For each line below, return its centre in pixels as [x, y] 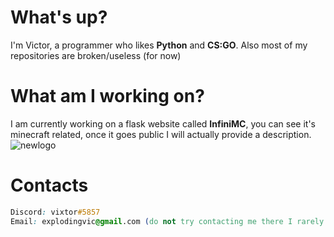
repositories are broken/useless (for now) [96, 55]
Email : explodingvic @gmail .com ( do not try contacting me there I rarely [167, 221]
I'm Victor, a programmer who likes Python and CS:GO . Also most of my [159, 45]
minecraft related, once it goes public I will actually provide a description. [161, 134]
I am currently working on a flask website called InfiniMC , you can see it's [163, 123]
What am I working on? [107, 96]
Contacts [49, 185]
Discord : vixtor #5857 [55, 212]
